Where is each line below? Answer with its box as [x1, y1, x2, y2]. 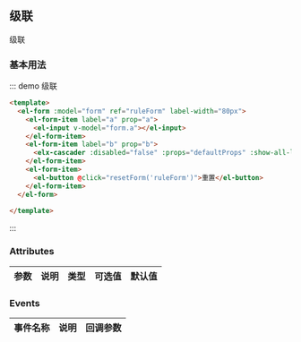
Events [9, 296, 40, 309]
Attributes [9, 245, 55, 258]
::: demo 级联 [9, 81, 58, 91]
